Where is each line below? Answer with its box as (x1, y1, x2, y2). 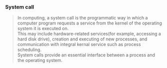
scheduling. (17, 46, 42, 53)
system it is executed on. (17, 25, 69, 31)
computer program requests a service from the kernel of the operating (17, 20, 162, 26)
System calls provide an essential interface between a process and (17, 52, 156, 58)
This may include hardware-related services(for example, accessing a (17, 31, 161, 37)
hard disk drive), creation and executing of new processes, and (17, 36, 148, 42)
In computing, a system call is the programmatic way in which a (17, 15, 148, 21)
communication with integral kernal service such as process (17, 41, 141, 47)
